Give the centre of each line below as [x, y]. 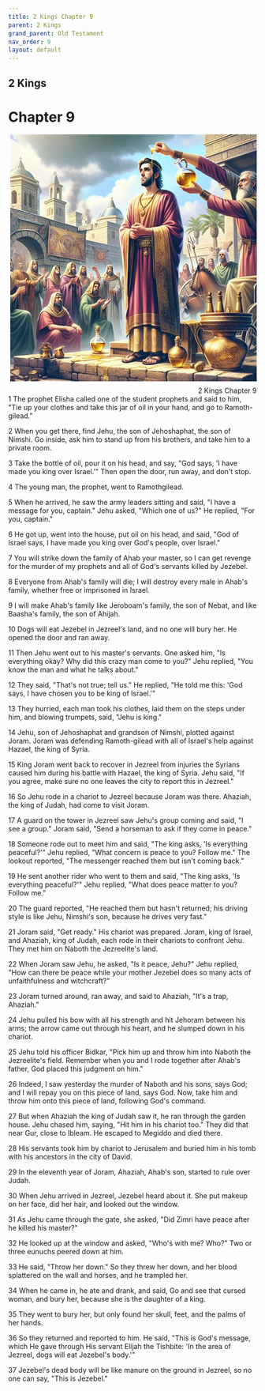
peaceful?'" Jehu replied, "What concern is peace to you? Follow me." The [129, 853]
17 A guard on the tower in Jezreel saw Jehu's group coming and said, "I [126, 820]
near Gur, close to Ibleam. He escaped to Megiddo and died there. [116, 1133]
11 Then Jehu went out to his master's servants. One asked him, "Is [117, 653]
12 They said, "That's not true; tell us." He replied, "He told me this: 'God [125, 685]
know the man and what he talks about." [73, 670]
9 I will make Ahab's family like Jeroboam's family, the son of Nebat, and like [132, 605]
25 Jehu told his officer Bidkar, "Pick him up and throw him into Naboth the [129, 1052]
